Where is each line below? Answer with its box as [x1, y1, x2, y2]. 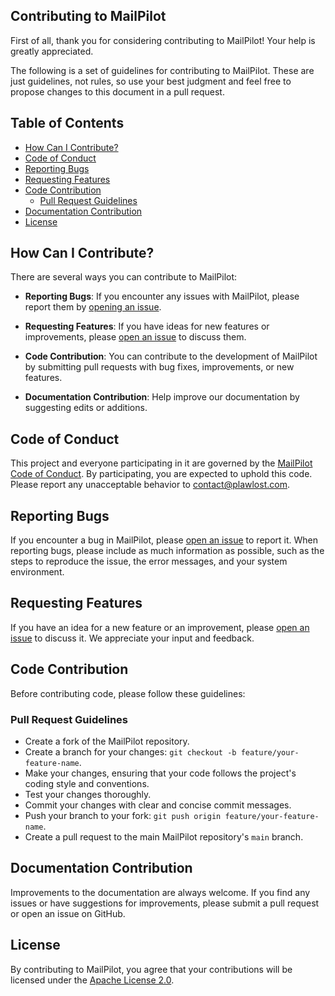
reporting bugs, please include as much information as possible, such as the [10, 545, 325, 557]
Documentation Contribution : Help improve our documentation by [24, 391, 300, 403]
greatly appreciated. [10, 45, 94, 57]
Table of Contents [10, 115, 125, 132]
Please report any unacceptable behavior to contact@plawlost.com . [10, 479, 290, 491]
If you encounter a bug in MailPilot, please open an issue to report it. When [10, 534, 318, 546]
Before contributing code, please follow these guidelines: [10, 687, 246, 699]
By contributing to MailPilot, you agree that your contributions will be [10, 963, 293, 975]
